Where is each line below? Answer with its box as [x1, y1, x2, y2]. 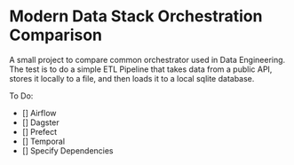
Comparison [9, 25, 103, 45]
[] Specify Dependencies [21, 145, 114, 156]
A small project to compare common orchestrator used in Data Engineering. [9, 54, 286, 65]
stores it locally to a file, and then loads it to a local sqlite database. [9, 73, 255, 83]
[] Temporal [21, 136, 65, 146]
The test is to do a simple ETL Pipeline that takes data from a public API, [9, 64, 273, 75]
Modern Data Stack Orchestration [9, 6, 263, 27]
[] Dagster [21, 117, 60, 128]
